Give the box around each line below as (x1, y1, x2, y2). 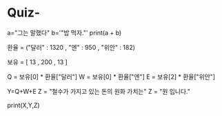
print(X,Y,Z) (7, 101, 40, 109)
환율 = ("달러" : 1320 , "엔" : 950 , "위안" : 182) (7, 43, 136, 51)
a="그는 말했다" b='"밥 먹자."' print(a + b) (7, 28, 122, 37)
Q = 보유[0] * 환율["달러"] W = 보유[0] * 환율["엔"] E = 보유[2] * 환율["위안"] (7, 72, 216, 81)
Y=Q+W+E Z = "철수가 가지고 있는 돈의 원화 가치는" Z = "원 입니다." (7, 87, 191, 95)
